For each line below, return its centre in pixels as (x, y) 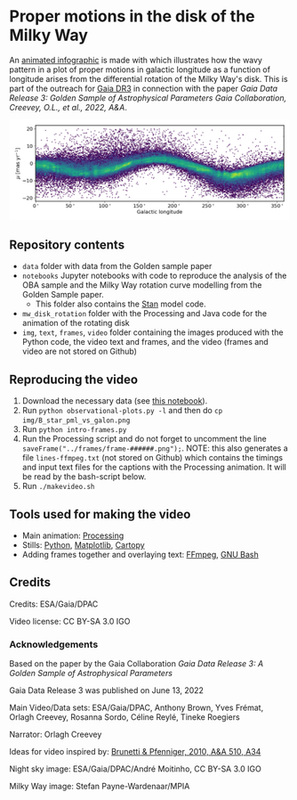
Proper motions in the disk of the (132, 16)
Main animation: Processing (73, 535)
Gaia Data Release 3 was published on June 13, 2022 (107, 690)
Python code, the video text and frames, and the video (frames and (145, 342)
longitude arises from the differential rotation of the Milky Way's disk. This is (148, 78)
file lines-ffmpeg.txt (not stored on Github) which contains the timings (152, 458)
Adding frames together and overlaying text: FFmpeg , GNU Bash (140, 555)
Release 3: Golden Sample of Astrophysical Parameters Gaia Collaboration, (148, 98)
